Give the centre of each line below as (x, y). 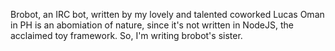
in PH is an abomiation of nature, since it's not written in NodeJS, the (152, 25)
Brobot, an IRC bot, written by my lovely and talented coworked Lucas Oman (167, 14)
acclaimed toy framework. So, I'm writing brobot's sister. (126, 35)
